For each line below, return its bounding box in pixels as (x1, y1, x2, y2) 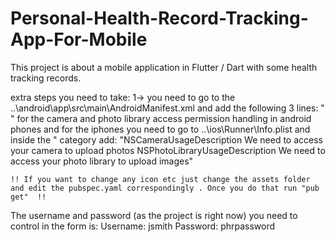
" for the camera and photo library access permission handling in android (10, 112, 312, 124)
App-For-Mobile (10, 28, 148, 51)
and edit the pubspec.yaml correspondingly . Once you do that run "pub (10, 183, 320, 193)
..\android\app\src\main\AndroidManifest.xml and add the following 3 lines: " (10, 102, 325, 114)
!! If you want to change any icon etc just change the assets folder (10, 174, 311, 184)
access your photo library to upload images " (10, 155, 194, 167)
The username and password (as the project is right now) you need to (10, 209, 298, 221)
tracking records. (10, 72, 82, 84)
